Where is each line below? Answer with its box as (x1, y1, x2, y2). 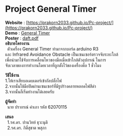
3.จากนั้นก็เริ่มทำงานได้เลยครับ (5, 89, 55, 94)
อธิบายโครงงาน (5, 40, 30, 46)
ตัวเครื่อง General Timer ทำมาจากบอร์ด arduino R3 (7, 45, 99, 52)
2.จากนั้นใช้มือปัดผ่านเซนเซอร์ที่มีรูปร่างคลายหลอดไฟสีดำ (5, 83, 96, 89)
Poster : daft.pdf (5, 35, 39, 41)
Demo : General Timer (5, 30, 50, 36)
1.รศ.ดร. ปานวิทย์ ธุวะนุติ (7, 119, 48, 125)
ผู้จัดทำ (5, 98, 16, 104)
